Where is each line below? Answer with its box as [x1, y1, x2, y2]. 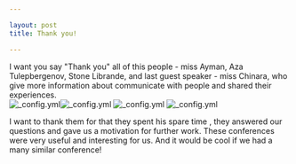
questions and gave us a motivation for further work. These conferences [9, 125, 276, 136]
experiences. [9, 90, 58, 100]
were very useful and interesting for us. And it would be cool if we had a [9, 135, 273, 145]
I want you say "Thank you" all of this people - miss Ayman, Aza [9, 61, 244, 72]
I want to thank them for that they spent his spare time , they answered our [9, 116, 283, 127]
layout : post [9, 20, 58, 29]
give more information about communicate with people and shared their [9, 80, 272, 90]
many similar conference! [9, 144, 102, 155]
